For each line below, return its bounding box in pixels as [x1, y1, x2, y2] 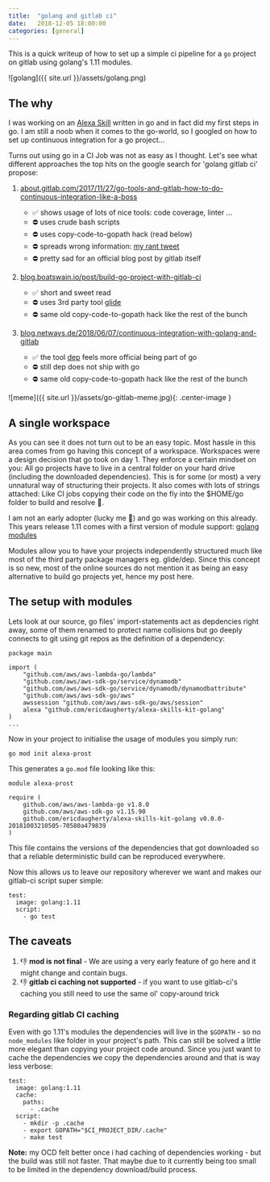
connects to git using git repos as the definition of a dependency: [8, 633, 226, 643]
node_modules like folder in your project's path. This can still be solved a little [8, 1035, 261, 1045]
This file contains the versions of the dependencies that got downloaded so [8, 842, 260, 852]
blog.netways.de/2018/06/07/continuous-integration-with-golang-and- [19, 328, 257, 338]
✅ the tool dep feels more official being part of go [31, 353, 197, 362]
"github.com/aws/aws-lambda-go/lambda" [23, 670, 157, 679]
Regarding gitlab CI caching [8, 1009, 119, 1020]
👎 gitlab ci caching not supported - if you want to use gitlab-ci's [19, 977, 238, 987]
